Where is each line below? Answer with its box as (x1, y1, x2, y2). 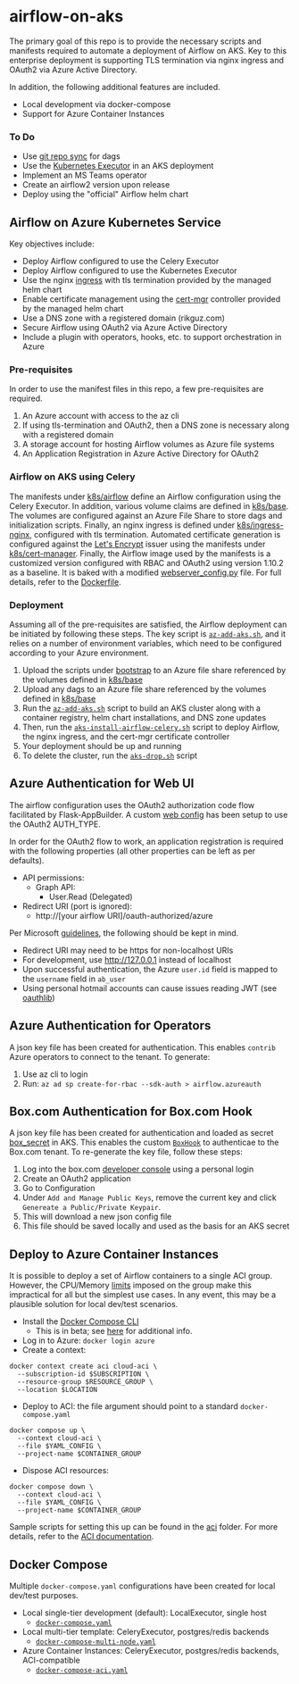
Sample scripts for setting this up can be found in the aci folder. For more (9, 1521, 278, 1532)
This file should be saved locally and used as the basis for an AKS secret (21, 1221, 290, 1231)
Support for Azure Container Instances (21, 108, 165, 119)
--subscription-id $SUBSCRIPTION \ (17, 1370, 150, 1379)
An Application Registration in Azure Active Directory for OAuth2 (21, 448, 259, 459)
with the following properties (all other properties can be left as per (9, 846, 256, 856)
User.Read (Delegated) (48, 891, 133, 902)
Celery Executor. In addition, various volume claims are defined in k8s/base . (9, 500, 289, 511)
